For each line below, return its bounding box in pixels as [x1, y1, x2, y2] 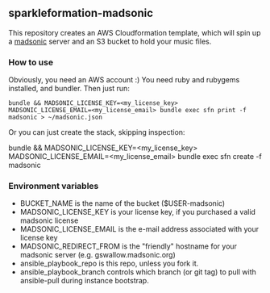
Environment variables [8, 181, 99, 192]
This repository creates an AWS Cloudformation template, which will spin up [8, 27, 261, 37]
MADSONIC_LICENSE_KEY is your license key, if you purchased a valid [19, 207, 256, 217]
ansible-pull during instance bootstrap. [19, 276, 149, 286]
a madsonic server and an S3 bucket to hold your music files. [8, 36, 212, 46]
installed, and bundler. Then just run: [8, 84, 131, 94]
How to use [8, 57, 54, 68]
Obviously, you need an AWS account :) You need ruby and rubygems [8, 75, 240, 85]
